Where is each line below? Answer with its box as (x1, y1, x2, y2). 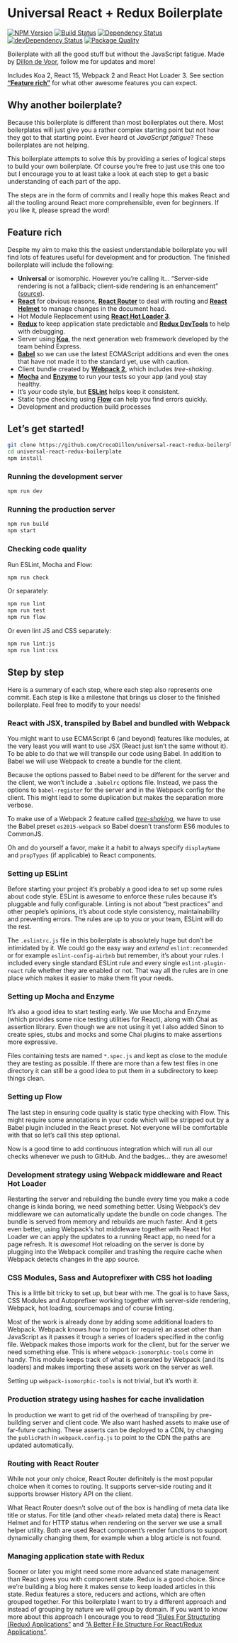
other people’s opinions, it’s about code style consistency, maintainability (7, 907, 220, 916)
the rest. (7, 923, 32, 931)
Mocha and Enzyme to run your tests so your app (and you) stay (17, 372, 208, 380)
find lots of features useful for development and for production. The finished (7, 253, 230, 261)
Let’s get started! (7, 422, 85, 434)
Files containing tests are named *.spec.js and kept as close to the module (7, 1052, 228, 1060)
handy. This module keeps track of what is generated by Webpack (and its (7, 1356, 225, 1364)
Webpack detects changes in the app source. (7, 1255, 140, 1264)
